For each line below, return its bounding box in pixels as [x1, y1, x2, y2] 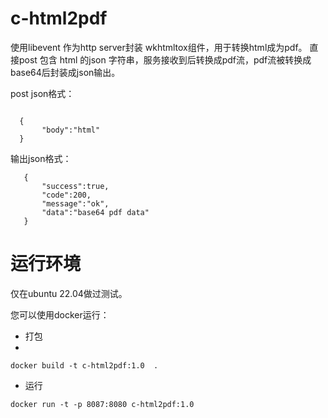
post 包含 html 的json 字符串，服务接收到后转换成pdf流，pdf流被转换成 [18, 53, 312, 66]
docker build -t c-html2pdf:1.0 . [10, 360, 159, 371]
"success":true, [41, 181, 110, 191]
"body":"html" [41, 125, 101, 135]
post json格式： [10, 87, 75, 99]
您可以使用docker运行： [10, 308, 110, 321]
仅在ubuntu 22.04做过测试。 [10, 287, 128, 299]
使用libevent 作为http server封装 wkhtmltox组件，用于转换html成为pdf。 [10, 41, 308, 53]
